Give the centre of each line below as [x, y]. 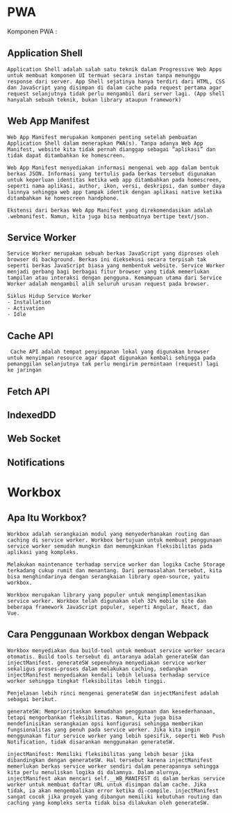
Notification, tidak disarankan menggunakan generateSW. [91, 742]
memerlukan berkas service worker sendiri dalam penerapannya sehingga [113, 766]
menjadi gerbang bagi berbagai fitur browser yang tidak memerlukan [108, 272]
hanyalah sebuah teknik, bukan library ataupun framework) [94, 100]
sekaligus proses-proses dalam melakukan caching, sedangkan [98, 669]
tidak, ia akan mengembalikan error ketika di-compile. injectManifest [113, 791]
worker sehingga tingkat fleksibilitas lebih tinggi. [87, 681]
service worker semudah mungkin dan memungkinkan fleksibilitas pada [110, 546]
